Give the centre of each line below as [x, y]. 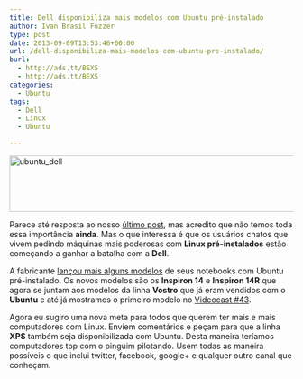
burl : [19, 60]
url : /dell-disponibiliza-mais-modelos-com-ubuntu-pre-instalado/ [137, 51]
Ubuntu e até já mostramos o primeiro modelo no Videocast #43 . [130, 300]
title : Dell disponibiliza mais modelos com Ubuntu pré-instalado [137, 18]
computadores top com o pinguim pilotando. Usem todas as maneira [137, 346]
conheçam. [30, 365]
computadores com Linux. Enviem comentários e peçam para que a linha [145, 327]
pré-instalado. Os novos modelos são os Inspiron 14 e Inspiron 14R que [143, 280]
